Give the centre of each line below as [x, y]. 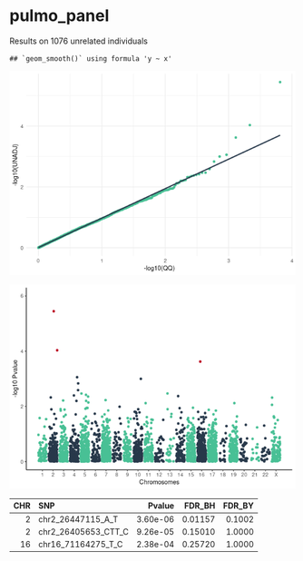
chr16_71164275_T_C [81, 545]
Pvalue [161, 506]
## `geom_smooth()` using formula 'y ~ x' [91, 59]
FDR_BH [200, 506]
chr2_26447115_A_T [78, 519]
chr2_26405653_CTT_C [84, 531]
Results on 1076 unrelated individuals [78, 41]
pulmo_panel [59, 16]
